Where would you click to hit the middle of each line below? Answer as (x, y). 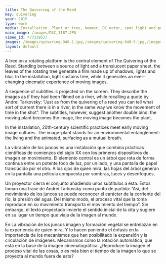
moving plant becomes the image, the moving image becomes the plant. (79, 117)
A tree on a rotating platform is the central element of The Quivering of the (81, 60)
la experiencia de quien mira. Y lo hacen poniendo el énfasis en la (72, 230)
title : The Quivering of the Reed (41, 10)
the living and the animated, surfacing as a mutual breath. (64, 138)
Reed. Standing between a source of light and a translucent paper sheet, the (83, 66)
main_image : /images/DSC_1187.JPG (41, 33)
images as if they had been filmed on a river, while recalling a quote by (77, 97)
